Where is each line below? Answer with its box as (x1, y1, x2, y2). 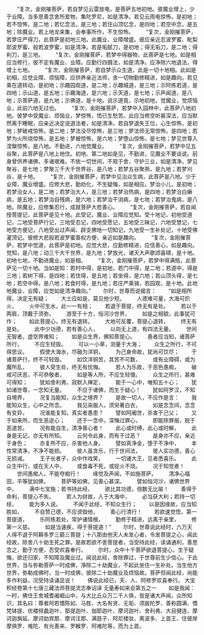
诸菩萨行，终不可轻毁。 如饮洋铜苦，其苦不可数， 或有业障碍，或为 (6, 356, 195, 363)
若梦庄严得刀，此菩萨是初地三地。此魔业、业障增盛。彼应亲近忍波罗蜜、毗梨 (6, 36, 198, 43)
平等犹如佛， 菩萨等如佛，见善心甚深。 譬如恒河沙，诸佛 (16, 478, 180, 484)
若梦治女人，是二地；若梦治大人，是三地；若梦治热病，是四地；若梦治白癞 (6, 188, 192, 195)
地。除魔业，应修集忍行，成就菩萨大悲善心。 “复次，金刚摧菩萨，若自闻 (6, 204, 197, 210)
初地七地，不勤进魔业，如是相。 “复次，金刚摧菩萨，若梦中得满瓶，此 (6, 257, 191, 264)
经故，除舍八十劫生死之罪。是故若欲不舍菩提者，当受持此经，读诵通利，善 (6, 539, 192, 545)
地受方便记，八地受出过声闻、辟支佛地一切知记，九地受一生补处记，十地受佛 (6, 226, 198, 233)
